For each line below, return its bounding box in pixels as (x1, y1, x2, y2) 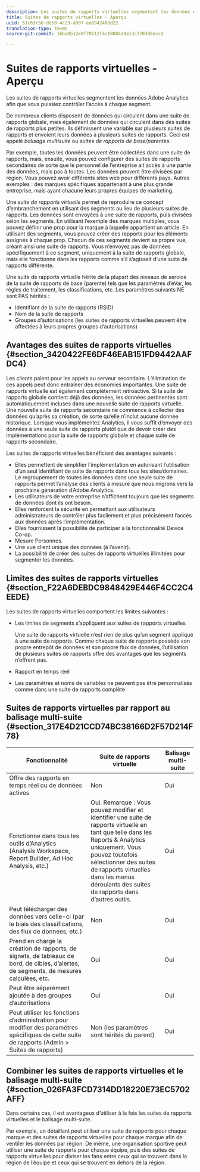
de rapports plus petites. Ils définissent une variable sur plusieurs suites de (6, 125, 190, 132)
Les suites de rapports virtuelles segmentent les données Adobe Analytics (6, 94, 189, 101)
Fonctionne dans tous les (9, 832, 79, 840)
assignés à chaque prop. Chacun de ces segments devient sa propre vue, (6, 237, 187, 244)
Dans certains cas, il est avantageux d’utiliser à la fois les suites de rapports (6, 1109, 192, 1117)
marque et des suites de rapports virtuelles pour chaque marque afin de (6, 1134, 183, 1141)
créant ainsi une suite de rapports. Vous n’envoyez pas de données (6, 243, 171, 250)
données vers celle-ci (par (9, 912, 85, 920)
